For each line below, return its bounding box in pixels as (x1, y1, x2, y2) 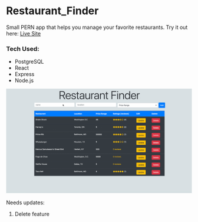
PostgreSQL (14, 58, 44, 66)
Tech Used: (6, 44, 39, 53)
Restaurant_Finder (6, 4, 99, 18)
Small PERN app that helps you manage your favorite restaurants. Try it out (6, 24, 188, 31)
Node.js (14, 77, 34, 84)
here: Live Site (6, 30, 41, 37)
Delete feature (14, 211, 50, 218)
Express (14, 71, 35, 78)
